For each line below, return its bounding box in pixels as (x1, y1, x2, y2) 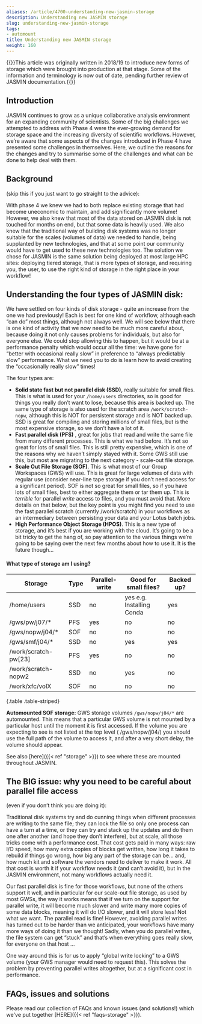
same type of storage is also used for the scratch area (14, 405, 149, 413)
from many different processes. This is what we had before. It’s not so (14, 437, 188, 445)
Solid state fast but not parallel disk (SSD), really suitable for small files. (14, 386, 195, 393)
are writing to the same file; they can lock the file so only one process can (6, 820, 189, 827)
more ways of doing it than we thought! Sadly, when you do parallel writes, (6, 928, 191, 935)
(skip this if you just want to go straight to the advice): (6, 190, 140, 197)
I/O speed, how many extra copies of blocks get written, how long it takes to (6, 846, 195, 853)
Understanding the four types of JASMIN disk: (6, 289, 183, 299)
